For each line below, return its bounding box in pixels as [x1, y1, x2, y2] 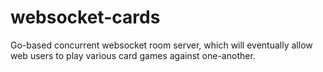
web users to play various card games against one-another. [10, 49, 256, 61]
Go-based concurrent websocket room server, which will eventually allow [10, 39, 313, 51]
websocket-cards [10, 6, 161, 29]
